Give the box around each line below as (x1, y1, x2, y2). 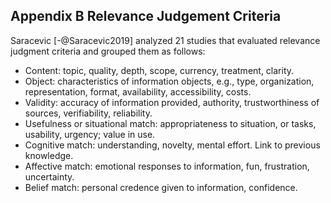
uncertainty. (24, 170, 75, 183)
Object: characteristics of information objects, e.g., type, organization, (24, 75, 315, 87)
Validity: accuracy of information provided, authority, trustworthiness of (24, 96, 320, 108)
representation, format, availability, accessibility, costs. (24, 85, 252, 98)
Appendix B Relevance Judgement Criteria (10, 8, 282, 25)
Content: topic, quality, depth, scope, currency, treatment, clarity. (24, 64, 295, 76)
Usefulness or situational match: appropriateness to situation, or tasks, (24, 117, 317, 129)
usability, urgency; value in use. (24, 128, 156, 140)
